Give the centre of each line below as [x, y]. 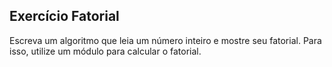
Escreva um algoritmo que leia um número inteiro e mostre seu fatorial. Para [165, 40]
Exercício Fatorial [64, 16]
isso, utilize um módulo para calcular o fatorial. [105, 51]
